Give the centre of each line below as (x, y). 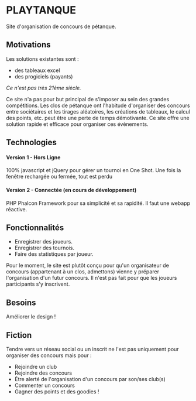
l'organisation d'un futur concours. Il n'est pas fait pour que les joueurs (92, 278)
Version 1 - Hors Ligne (33, 157)
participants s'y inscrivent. (38, 284)
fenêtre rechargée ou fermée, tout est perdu (59, 177)
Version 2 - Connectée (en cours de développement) (71, 190)
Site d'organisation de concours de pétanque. (61, 26)
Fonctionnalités (35, 227)
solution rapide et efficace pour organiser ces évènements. (77, 124)
